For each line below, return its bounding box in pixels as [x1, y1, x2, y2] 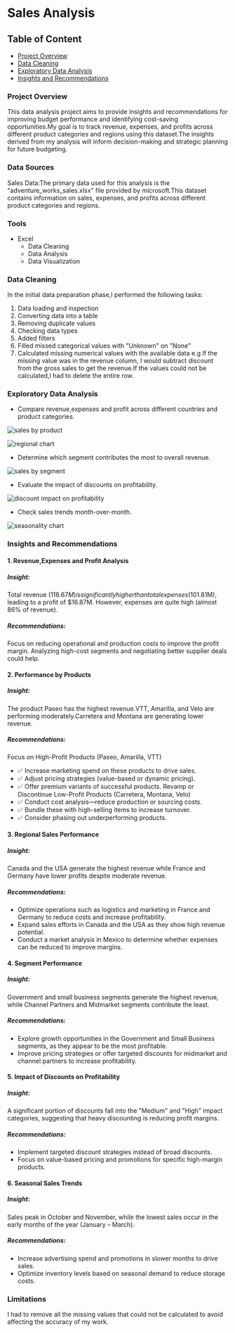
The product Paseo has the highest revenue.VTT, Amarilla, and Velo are [7, 704, 214, 712]
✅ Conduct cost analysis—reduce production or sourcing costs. [17, 797, 202, 807]
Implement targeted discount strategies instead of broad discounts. [17, 1148, 213, 1156]
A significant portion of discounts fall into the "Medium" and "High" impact [7, 1106, 223, 1115]
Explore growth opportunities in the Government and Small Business [17, 1034, 215, 1042]
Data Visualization [27, 257, 81, 265]
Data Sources [7, 163, 55, 172]
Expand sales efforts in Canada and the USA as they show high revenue [17, 921, 226, 928]
